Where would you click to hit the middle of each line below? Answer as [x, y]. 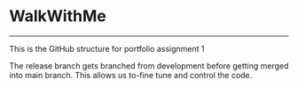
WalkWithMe [58, 16]
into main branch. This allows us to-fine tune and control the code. [131, 75]
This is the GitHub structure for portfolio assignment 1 [107, 48]
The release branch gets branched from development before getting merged [149, 65]
